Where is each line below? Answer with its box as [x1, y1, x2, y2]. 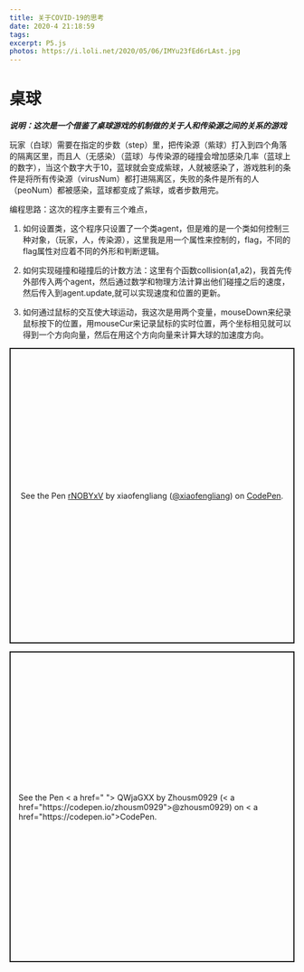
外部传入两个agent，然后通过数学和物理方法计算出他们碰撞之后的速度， [22, 277, 290, 288]
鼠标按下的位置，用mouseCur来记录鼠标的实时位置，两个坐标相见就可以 [22, 318, 292, 329]
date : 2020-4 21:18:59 [9, 22, 95, 31]
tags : [9, 30, 30, 39]
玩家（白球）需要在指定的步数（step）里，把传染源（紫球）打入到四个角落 [9, 139, 288, 150]
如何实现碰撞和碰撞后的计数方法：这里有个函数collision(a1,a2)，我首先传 [22, 265, 292, 276]
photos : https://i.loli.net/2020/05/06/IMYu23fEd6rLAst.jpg [9, 47, 242, 56]
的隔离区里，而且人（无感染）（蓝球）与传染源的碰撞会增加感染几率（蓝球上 [9, 151, 291, 162]
